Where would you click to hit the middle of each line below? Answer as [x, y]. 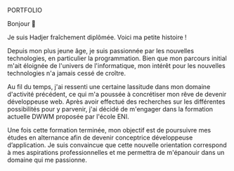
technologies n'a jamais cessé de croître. [67, 73]
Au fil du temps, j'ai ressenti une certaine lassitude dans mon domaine [109, 87]
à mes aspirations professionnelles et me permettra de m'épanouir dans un [116, 152]
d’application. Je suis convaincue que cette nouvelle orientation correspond [117, 145]
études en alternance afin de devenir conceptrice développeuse [100, 137]
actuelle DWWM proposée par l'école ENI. [68, 116]
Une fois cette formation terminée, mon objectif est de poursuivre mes [109, 130]
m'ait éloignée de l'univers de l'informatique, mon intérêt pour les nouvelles [117, 66]
